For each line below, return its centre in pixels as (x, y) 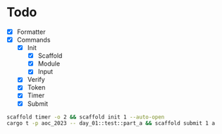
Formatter (31, 32)
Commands (33, 40)
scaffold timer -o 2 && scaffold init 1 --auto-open (86, 117)
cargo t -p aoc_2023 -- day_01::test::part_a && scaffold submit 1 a (111, 123)
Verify (36, 80)
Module (49, 63)
